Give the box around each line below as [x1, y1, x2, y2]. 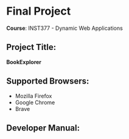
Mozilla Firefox [15, 92, 52, 99]
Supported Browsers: [6, 76, 89, 87]
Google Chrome [15, 99, 55, 106]
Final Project [6, 4, 71, 18]
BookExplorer [6, 58, 41, 65]
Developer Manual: [6, 123, 80, 133]
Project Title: [6, 42, 57, 52]
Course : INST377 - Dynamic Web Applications [6, 24, 123, 32]
